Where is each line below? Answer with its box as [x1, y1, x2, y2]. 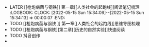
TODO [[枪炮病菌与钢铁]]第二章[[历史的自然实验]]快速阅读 [9, 27, 125, 32]
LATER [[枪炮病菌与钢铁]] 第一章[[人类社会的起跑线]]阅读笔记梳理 [9, 4, 140, 10]
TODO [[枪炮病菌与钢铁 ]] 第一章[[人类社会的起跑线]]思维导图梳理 [9, 21, 140, 26]
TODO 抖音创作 [9, 33, 40, 38]
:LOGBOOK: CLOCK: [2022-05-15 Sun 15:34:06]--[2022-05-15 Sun [9, 10, 144, 16]
